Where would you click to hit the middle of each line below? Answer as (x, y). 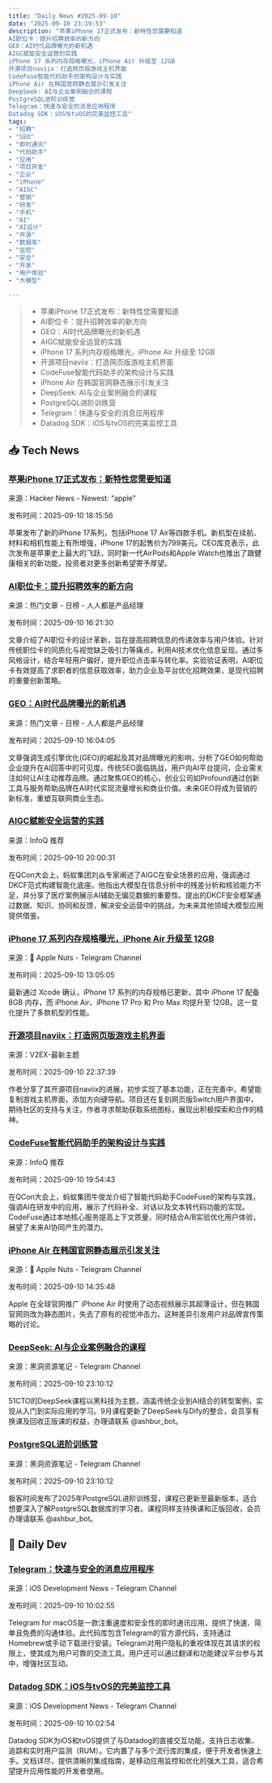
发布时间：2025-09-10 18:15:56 (61, 515)
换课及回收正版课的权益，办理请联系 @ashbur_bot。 (96, 1422)
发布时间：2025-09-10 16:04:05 (62, 740)
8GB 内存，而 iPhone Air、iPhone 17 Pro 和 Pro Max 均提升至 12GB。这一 (130, 1002)
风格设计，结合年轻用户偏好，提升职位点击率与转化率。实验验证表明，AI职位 (136, 660)
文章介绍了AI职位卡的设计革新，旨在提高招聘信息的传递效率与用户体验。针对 (136, 640)
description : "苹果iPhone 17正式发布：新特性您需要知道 (96, 31)
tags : (17, 122)
